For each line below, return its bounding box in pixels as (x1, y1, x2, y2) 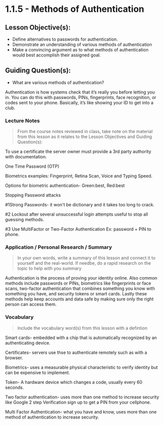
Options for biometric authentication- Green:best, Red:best (5, 183, 125, 189)
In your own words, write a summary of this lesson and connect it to (17, 255, 156, 261)
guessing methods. (5, 217, 44, 223)
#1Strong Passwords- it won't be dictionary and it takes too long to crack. (5, 202, 155, 208)
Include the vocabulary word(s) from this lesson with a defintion (17, 325, 148, 331)
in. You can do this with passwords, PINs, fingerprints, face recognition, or (5, 94, 157, 100)
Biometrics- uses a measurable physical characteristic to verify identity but (5, 364, 158, 370)
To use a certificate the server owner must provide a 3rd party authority (5, 148, 152, 154)
